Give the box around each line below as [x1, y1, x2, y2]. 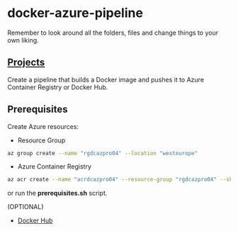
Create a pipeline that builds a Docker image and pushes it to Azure [7, 75, 204, 84]
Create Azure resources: [7, 122, 79, 130]
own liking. [7, 35, 39, 44]
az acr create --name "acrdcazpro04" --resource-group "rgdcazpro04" [7, 176, 217, 184]
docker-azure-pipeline [7, 5, 144, 21]
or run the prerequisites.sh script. [7, 189, 108, 198]
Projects [7, 57, 45, 69]
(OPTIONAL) [7, 203, 44, 211]
